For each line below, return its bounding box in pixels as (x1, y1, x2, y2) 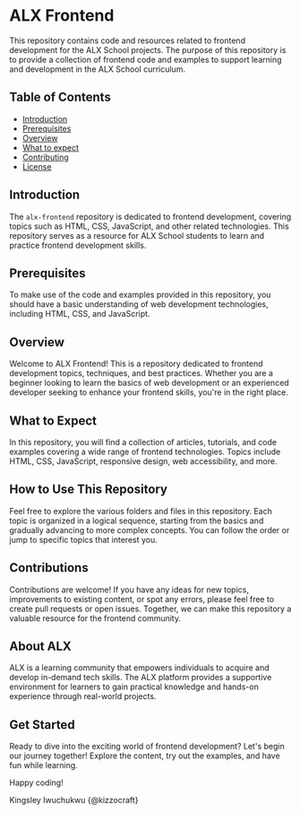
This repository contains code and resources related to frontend (9, 35, 246, 46)
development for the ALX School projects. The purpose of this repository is (9, 44, 287, 55)
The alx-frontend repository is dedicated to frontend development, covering (9, 211, 292, 222)
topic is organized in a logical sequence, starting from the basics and (9, 515, 264, 526)
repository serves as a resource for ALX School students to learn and (9, 230, 265, 241)
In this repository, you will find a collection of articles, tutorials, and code (9, 437, 278, 447)
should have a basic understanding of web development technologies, (9, 299, 269, 310)
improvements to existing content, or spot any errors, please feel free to (9, 593, 275, 604)
